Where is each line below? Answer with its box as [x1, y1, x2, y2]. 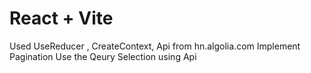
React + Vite [9, 7, 114, 30]
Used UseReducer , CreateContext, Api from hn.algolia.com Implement [9, 40, 301, 52]
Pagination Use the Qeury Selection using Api [9, 50, 197, 62]
